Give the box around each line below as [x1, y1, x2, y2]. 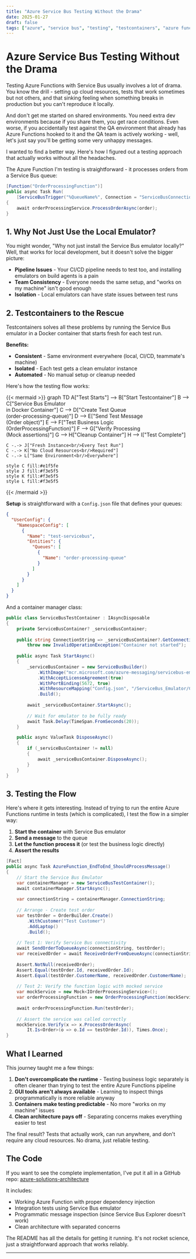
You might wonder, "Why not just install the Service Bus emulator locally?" [6, 243, 185, 250]
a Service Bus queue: [6, 172, 58, 179]
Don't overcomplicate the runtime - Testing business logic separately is [14, 1076, 190, 1083]
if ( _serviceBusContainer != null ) [27, 745, 114, 752]
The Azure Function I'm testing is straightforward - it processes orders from [6, 166, 188, 173]
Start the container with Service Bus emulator [14, 828, 127, 835]
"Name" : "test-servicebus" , [27, 533, 95, 539]
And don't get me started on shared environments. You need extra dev [6, 112, 176, 119]
